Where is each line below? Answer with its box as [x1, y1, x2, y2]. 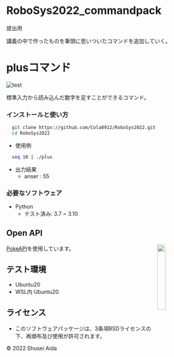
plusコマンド [6, 61, 72, 75]
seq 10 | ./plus [12, 154, 53, 160]
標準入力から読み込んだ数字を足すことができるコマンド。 [6, 93, 150, 101]
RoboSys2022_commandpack [6, 4, 162, 18]
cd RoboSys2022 [12, 130, 50, 136]
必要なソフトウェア [6, 189, 62, 197]
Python [15, 203, 33, 210]
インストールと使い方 [6, 110, 69, 119]
